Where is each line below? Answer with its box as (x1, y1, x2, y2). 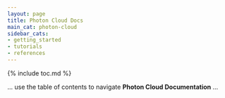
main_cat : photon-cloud (7, 23, 78, 30)
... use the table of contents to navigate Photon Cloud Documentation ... (7, 82, 219, 91)
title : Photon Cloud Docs (7, 17, 83, 24)
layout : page (7, 10, 46, 18)
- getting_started (7, 37, 61, 44)
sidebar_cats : (7, 30, 49, 37)
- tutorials (7, 43, 42, 50)
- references (7, 50, 46, 57)
